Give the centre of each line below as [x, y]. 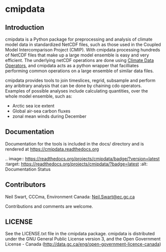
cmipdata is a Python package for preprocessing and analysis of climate [79, 39]
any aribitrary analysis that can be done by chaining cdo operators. [74, 86]
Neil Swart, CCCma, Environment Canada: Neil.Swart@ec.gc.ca [70, 197]
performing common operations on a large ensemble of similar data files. [80, 71]
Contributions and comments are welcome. [49, 206]
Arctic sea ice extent [33, 106]
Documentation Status [28, 169]
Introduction [25, 27]
